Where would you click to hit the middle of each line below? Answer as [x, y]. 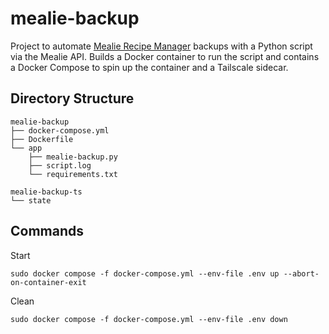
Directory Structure [72, 98]
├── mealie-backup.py [73, 157]
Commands [47, 231]
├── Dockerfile [42, 139]
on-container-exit [48, 282]
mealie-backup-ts [46, 192]
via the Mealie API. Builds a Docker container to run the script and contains [165, 56]
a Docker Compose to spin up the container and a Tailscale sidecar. [149, 67]
